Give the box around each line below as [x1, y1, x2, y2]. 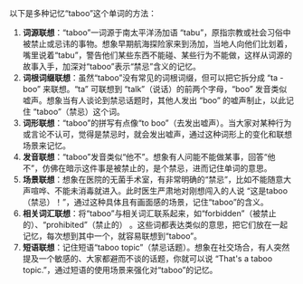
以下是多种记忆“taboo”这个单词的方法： [9, 8, 156, 18]
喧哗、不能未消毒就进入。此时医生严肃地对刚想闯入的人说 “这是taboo [30, 185, 288, 196]
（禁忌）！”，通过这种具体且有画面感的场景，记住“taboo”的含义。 [22, 197, 269, 207]
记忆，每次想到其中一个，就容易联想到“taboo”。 [22, 231, 202, 241]
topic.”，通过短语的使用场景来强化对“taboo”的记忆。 [22, 265, 218, 275]
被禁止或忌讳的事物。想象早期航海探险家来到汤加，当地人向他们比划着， [22, 39, 292, 49]
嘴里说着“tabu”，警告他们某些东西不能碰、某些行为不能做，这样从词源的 [22, 50, 292, 61]
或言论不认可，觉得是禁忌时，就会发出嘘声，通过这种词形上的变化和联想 [22, 129, 292, 139]
